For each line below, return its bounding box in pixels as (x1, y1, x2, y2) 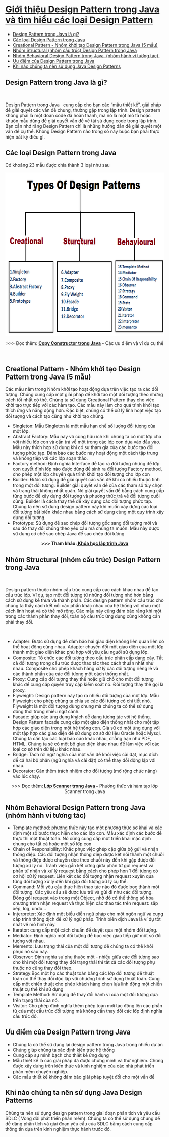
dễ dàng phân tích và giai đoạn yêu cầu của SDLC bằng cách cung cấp (5, 1120, 153, 1127)
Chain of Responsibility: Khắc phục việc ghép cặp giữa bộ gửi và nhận (12, 846, 159, 852)
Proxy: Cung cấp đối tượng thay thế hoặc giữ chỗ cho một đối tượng (12, 676, 154, 682)
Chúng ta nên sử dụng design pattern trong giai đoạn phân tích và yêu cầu (5, 1110, 160, 1116)
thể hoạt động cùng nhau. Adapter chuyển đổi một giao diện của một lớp (12, 644, 164, 650)
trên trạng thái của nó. (12, 997, 59, 1003)
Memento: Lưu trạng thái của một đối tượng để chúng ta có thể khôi (12, 943, 153, 949)
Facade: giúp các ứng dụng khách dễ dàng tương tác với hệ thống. (12, 714, 151, 720)
